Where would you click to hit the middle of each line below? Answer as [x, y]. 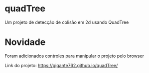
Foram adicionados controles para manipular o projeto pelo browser [74, 56]
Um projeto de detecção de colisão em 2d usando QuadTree [67, 22]
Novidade [25, 42]
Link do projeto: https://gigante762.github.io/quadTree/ [61, 65]
